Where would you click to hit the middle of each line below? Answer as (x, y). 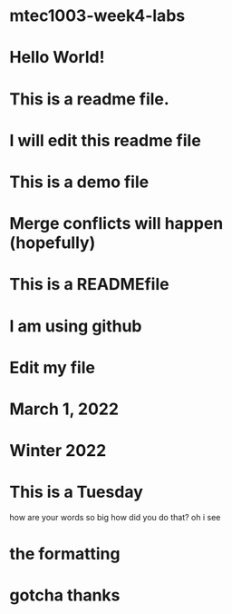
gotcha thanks (65, 595)
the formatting (65, 554)
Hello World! (57, 58)
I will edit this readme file (105, 140)
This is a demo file (79, 182)
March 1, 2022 (64, 409)
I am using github (76, 326)
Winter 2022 (58, 451)
